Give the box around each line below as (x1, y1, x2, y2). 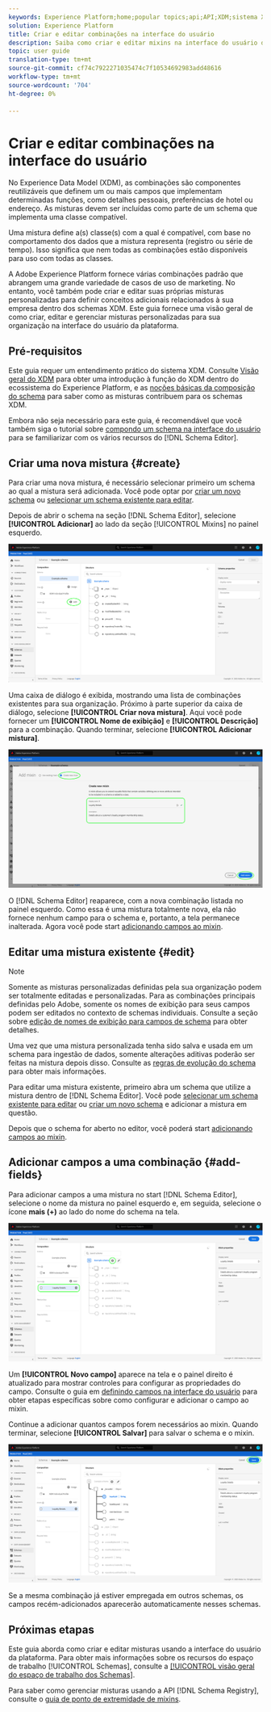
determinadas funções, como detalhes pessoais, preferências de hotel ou (8, 195, 253, 205)
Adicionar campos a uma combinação (8, 1155, 202, 1169)
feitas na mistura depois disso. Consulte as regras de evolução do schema (8, 1058, 256, 1068)
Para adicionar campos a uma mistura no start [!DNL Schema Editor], (8, 1189, 238, 1199)
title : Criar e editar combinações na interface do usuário (8, 30, 215, 38)
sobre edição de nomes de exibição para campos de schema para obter (8, 1016, 248, 1026)
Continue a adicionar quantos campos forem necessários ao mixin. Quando (8, 1419, 259, 1429)
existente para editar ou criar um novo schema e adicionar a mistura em (8, 1100, 248, 1109)
